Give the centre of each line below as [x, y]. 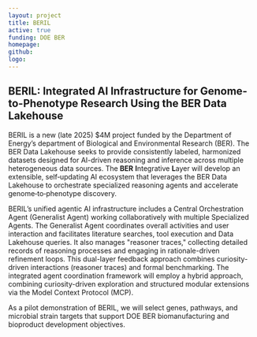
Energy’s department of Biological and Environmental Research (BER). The [129, 143]
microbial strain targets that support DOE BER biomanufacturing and [119, 316]
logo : [17, 60]
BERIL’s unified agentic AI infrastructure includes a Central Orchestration [126, 209]
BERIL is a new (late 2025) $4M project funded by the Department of [120, 135]
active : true [30, 30]
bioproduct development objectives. [67, 324]
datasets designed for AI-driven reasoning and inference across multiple [126, 160]
